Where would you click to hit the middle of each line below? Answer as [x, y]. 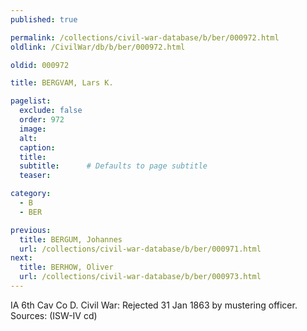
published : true [44, 19]
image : [33, 129]
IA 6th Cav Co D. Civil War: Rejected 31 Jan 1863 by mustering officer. [154, 305]
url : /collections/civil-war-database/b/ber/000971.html [140, 249]
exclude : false [51, 111]
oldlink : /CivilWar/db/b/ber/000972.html [98, 47]
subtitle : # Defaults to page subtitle [113, 166]
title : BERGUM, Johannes [71, 239]
